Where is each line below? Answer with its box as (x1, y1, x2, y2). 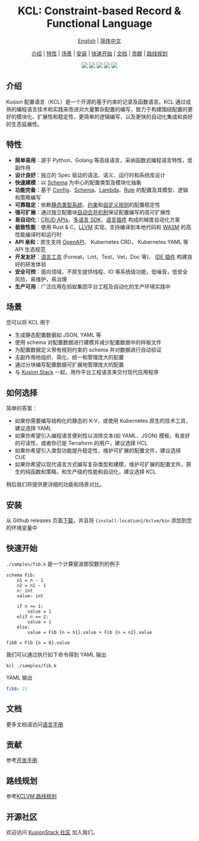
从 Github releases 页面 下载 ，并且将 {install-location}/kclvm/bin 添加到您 (6, 517, 192, 524)
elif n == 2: (17, 614, 49, 620)
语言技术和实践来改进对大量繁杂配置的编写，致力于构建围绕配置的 (26, 105, 188, 112)
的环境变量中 (6, 525, 37, 531)
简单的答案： (6, 404, 37, 412)
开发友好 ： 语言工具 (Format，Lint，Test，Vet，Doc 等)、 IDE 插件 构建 (14, 253, 188, 260)
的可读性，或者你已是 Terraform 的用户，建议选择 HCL (14, 440, 148, 447)
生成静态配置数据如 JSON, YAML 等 (14, 331, 102, 338)
